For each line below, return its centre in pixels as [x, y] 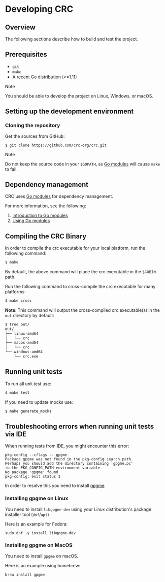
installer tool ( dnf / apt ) [27, 514]
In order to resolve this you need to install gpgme [55, 485]
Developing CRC [39, 9]
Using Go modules [31, 221]
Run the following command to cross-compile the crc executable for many [80, 286]
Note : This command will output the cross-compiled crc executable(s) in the [82, 310]
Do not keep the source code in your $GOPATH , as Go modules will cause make [82, 164]
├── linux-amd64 [22, 333]
